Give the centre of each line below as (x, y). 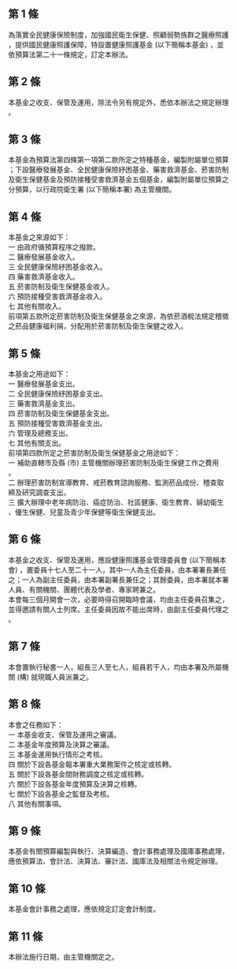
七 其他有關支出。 (37, 443)
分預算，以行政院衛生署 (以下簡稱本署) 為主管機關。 (92, 190)
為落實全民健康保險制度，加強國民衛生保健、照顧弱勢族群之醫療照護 (119, 35)
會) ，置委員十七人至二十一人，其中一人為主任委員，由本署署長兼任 (117, 569)
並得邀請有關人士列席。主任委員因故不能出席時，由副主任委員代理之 (119, 609)
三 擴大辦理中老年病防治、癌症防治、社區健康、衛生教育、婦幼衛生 (116, 502)
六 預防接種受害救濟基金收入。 (57, 297)
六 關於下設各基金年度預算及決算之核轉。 (75, 783)
